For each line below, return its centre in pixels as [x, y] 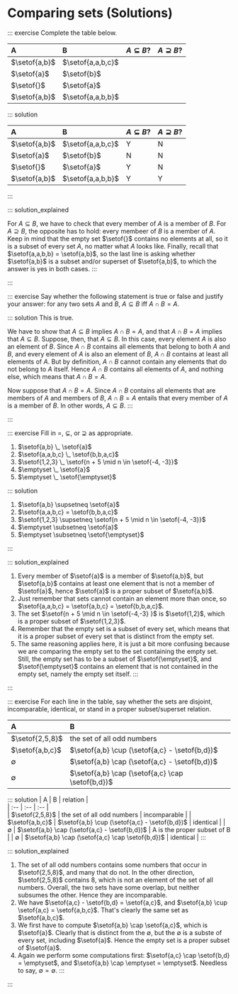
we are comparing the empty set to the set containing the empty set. [118, 651]
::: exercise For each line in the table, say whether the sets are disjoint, [110, 701]
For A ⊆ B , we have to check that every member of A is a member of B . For [117, 223]
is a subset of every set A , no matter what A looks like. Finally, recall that [113, 246]
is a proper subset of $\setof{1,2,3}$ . [72, 621]
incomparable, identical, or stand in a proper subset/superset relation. [109, 709]
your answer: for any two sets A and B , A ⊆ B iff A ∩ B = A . [93, 304]
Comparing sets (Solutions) [90, 13]
